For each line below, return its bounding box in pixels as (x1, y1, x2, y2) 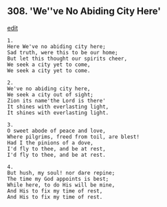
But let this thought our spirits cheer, (7, 55, 128, 62)
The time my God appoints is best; (7, 175, 109, 182)
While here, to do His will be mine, (7, 182, 115, 188)
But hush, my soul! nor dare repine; (7, 169, 115, 176)
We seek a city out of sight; (7, 91, 94, 98)
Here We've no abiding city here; (7, 43, 107, 50)
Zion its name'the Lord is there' (7, 97, 107, 104)
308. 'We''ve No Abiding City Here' (7, 6, 162, 17)
